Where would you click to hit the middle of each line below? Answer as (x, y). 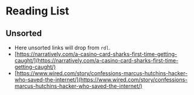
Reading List (37, 11)
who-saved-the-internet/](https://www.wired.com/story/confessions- (101, 80)
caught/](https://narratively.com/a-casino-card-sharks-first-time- (96, 60)
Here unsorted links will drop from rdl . (62, 47)
